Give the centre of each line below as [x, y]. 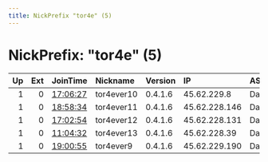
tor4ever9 [114, 146]
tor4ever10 [116, 94]
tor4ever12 [116, 120]
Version [161, 81]
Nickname [115, 81]
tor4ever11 [116, 107]
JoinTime [69, 81]
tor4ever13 [116, 132]
